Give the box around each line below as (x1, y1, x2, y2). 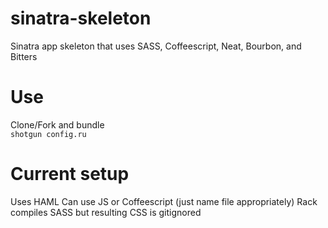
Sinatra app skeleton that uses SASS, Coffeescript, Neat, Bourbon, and (10, 40, 302, 52)
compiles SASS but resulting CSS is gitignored (10, 206, 202, 218)
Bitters (10, 50, 38, 62)
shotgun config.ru (10, 129, 87, 139)
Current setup (10, 163, 130, 186)
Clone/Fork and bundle (10, 118, 105, 131)
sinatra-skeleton (10, 7, 152, 30)
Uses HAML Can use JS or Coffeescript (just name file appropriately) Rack (10, 195, 318, 207)
